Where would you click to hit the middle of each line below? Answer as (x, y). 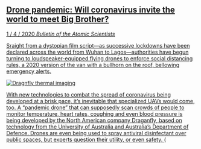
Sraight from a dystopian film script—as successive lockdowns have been (98, 45)
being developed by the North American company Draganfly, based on (94, 120)
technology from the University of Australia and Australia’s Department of (97, 127)
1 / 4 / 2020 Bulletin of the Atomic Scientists (61, 34)
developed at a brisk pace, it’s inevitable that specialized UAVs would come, (101, 101)
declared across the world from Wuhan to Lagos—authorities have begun (97, 52)
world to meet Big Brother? (58, 20)
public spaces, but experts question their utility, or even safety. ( (86, 139)
